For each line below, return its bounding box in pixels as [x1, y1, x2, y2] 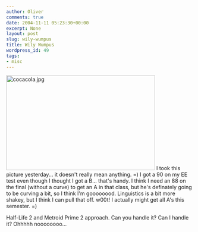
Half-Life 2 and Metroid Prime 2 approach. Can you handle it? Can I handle [6, 214, 189, 221]
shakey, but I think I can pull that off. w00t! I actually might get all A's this [6, 196, 184, 203]
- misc [6, 58, 23, 64]
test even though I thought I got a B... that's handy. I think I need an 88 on [6, 177, 186, 184]
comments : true [6, 14, 44, 20]
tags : [6, 53, 20, 59]
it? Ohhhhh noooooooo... [6, 220, 67, 227]
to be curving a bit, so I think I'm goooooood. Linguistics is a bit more [6, 190, 175, 197]
